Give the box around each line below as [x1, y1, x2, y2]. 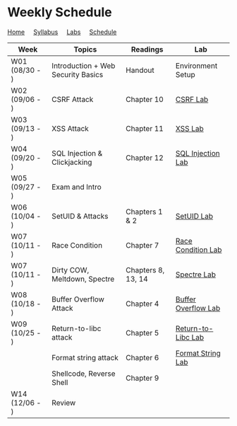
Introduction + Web [51, 61, 116, 71]
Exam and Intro [51, 182, 102, 192]
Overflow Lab [175, 303, 221, 313]
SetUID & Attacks [51, 211, 109, 221]
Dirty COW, [51, 265, 90, 275]
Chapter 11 [126, 123, 164, 133]
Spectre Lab [175, 270, 217, 280]
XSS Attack [51, 123, 90, 133]
